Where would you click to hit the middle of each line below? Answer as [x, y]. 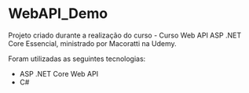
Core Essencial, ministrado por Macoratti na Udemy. [92, 43]
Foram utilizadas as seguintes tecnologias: [77, 59]
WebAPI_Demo [58, 14]
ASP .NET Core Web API [59, 73]
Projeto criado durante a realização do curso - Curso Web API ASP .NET [125, 35]
